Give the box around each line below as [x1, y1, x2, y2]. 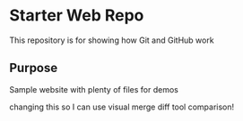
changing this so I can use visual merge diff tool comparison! [9, 101, 235, 112]
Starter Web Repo [9, 5, 144, 26]
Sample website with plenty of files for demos [9, 84, 179, 94]
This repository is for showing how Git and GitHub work [9, 35, 214, 45]
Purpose [9, 60, 58, 76]
